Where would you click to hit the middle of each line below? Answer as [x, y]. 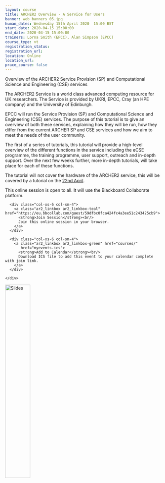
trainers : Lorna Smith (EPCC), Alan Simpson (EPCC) [59, 38]
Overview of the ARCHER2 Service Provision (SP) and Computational [75, 79]
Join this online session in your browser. [64, 222]
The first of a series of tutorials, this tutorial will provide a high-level [74, 145]
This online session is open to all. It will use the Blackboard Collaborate [77, 190]
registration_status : [27, 47]
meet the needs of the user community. [45, 135]
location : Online [23, 56]
